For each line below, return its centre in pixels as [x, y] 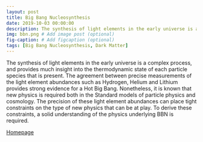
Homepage [20, 132]
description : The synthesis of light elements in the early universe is [100, 29]
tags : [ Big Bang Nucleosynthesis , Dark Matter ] [67, 46]
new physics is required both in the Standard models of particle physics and [101, 95]
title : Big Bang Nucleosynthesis [48, 18]
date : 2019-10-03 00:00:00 [40, 23]
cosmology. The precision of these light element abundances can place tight [101, 101]
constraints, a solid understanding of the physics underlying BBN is [90, 114]
